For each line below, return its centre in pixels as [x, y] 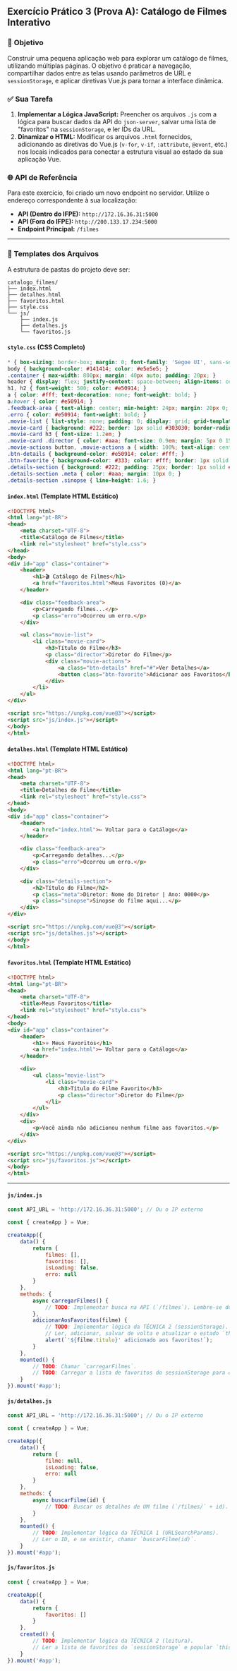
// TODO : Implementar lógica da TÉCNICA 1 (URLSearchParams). [126, 1533]
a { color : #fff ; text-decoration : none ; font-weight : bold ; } [102, 395]
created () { [37, 1634]
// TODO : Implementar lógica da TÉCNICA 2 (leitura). [113, 1641]
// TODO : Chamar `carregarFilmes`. [85, 1366]
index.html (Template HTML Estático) [63, 496]
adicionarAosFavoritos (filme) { [80, 1320]
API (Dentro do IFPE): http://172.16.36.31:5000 [88, 214]
